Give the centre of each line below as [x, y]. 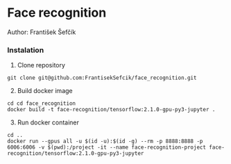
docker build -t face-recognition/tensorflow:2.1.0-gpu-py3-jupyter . [111, 110]
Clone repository [41, 65]
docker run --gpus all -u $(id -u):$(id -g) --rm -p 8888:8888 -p [105, 141]
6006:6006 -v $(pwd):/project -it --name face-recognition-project [107, 147]
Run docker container [48, 122]
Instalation [26, 50]
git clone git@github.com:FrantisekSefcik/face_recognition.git [102, 78]
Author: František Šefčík [42, 32]
